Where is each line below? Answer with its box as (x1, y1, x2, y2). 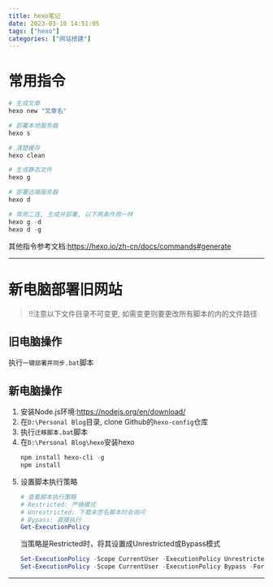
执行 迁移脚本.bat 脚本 (19, 427, 88, 437)
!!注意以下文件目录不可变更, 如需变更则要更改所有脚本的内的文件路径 (28, 309, 258, 318)
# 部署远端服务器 (8, 188, 58, 196)
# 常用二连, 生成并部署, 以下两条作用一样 (8, 210, 134, 218)
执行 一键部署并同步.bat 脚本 (8, 358, 94, 368)
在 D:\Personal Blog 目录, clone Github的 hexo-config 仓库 (19, 417, 209, 427)
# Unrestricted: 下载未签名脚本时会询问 (19, 508, 146, 516)
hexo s (8, 129, 31, 137)
